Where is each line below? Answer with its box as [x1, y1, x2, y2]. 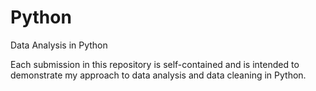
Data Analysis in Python [10, 39, 108, 51]
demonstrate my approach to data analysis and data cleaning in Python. [10, 69, 307, 81]
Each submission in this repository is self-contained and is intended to [10, 58, 300, 70]
